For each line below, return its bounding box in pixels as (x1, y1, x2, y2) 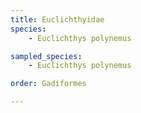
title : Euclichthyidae (10, 14, 105, 25)
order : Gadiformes (10, 79, 87, 89)
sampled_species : (10, 51, 83, 61)
